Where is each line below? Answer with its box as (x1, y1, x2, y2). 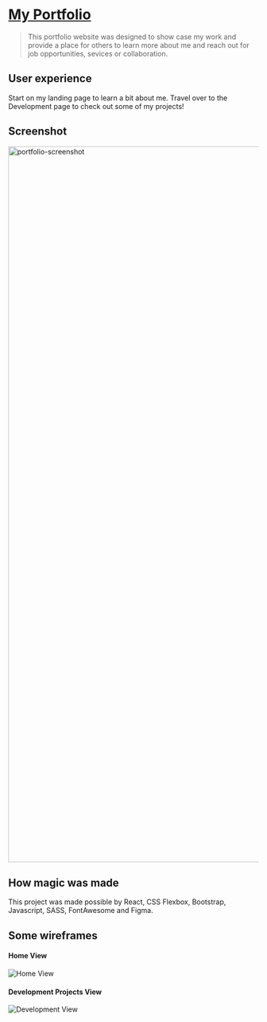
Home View (8, 951, 48, 961)
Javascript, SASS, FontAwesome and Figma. (8, 906, 153, 915)
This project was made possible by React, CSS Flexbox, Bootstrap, (8, 897, 226, 907)
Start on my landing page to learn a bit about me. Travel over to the (8, 93, 228, 103)
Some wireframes (8, 929, 98, 942)
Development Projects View (8, 987, 103, 997)
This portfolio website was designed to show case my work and (27, 32, 237, 41)
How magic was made (8, 876, 119, 889)
